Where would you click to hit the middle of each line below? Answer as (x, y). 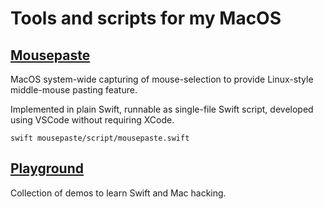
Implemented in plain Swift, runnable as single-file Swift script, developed (162, 109)
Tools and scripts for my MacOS (146, 18)
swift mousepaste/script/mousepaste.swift (100, 138)
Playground (47, 168)
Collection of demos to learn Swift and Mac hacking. (118, 193)
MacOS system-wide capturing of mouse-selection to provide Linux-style (162, 79)
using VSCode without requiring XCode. (92, 120)
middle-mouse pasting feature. (74, 90)
